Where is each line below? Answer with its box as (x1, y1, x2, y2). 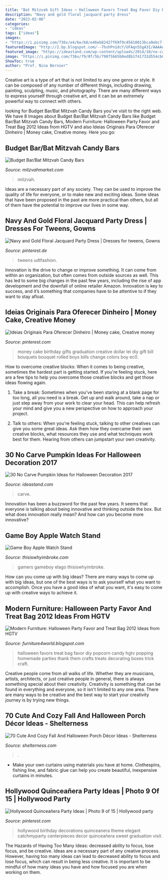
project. (12, 410, 28, 416)
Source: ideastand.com (5, 481, 53, 487)
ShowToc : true (5, 59, 35, 64)
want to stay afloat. (5, 294, 45, 300)
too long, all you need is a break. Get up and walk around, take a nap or (12, 394, 159, 401)
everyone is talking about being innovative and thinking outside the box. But (5, 506, 161, 512)
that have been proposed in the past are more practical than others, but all (5, 196, 158, 203)
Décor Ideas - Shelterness (5, 719, 88, 728)
